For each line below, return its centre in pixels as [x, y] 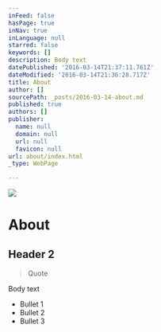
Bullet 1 [31, 304]
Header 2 [32, 254]
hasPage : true [32, 23]
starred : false [33, 45]
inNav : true [28, 30]
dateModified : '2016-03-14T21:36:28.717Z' [79, 75]
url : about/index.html [46, 156]
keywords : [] [30, 53]
